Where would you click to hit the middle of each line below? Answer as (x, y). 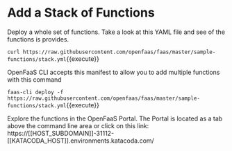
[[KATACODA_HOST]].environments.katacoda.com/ (81, 141)
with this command (34, 79)
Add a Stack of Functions (81, 13)
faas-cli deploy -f (35, 92)
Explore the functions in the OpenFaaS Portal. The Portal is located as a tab (115, 118)
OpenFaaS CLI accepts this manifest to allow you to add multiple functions (114, 72)
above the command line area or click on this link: (78, 125)
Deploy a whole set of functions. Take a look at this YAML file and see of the (116, 32)
